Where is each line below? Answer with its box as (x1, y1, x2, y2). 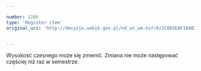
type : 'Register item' (6, 19, 63, 26)
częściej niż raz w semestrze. (6, 58, 80, 66)
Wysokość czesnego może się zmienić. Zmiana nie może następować (6, 52, 178, 59)
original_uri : (6, 25, 42, 31)
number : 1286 (6, 14, 39, 20)
